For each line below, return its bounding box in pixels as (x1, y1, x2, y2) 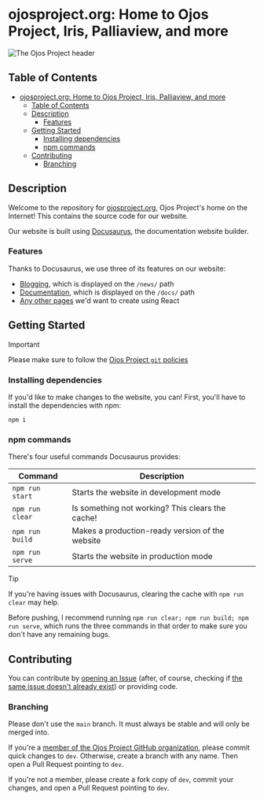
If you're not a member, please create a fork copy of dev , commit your (8, 775, 234, 784)
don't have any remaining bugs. (8, 630, 111, 639)
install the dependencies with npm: (8, 400, 122, 410)
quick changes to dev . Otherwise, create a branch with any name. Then (8, 751, 238, 761)
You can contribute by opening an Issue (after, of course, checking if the (8, 673, 243, 683)
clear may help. (8, 598, 60, 607)
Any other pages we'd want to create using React (19, 295, 180, 305)
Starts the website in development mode (71, 487, 222, 498)
